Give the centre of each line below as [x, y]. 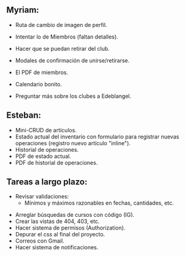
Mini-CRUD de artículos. [46, 130]
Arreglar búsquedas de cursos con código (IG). [75, 215]
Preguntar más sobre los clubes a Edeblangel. [73, 96]
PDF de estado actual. [43, 156]
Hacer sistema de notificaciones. [57, 247]
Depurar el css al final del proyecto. [60, 235]
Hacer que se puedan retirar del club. [62, 48]
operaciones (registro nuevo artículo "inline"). [73, 143]
